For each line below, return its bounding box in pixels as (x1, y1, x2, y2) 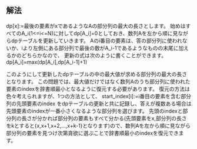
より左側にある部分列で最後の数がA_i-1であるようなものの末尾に (22, 44, 179, 51)
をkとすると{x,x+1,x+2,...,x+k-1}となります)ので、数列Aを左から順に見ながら (6, 122, 191, 129)
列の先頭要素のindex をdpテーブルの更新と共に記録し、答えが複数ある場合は (6, 100, 192, 107)
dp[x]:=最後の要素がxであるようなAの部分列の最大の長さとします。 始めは (6, 22, 186, 29)
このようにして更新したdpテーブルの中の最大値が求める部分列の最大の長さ (6, 70, 187, 78)
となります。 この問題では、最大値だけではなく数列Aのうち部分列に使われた (6, 78, 191, 85)
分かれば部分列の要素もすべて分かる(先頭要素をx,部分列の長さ (36, 114, 187, 122)
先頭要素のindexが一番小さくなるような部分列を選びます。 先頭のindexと (6, 107, 183, 114)
